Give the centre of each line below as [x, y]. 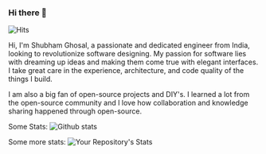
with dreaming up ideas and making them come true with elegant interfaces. [133, 62]
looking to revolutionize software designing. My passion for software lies [127, 54]
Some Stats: [28, 127]
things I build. [31, 79]
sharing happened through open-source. [75, 111]
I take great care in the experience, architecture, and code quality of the [126, 71]
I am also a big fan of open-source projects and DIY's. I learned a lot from [129, 94]
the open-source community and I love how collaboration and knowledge [128, 103]
